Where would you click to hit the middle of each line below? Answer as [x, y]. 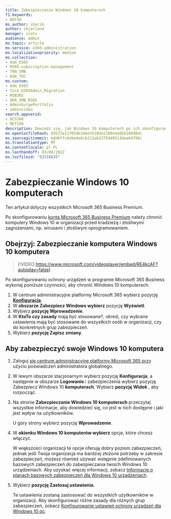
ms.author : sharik [25, 24]
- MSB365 [15, 95]
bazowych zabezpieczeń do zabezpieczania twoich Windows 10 [80, 464]
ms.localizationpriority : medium [41, 53]
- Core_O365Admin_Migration [35, 90]
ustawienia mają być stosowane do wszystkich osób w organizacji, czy [87, 322]
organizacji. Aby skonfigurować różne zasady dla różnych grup [79, 501]
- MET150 [15, 124]
